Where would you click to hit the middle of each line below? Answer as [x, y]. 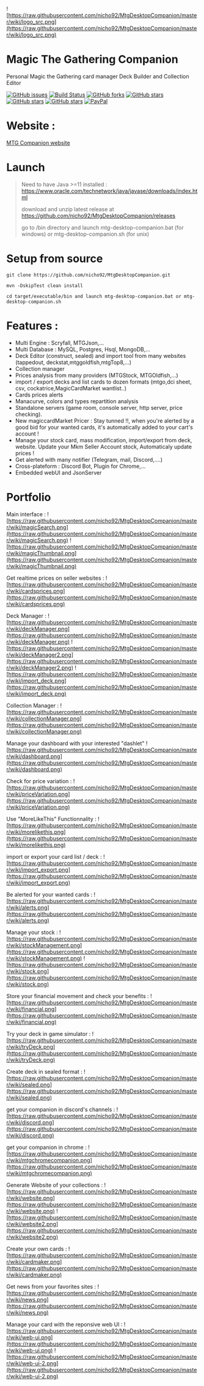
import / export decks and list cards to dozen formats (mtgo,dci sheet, [104, 382]
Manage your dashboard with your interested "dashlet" [75, 743]
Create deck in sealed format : [44, 1071]
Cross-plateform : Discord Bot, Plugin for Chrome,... [80, 466]
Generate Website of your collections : [55, 1185]
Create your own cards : [37, 1249]
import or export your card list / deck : [54, 856]
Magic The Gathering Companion [92, 60]
